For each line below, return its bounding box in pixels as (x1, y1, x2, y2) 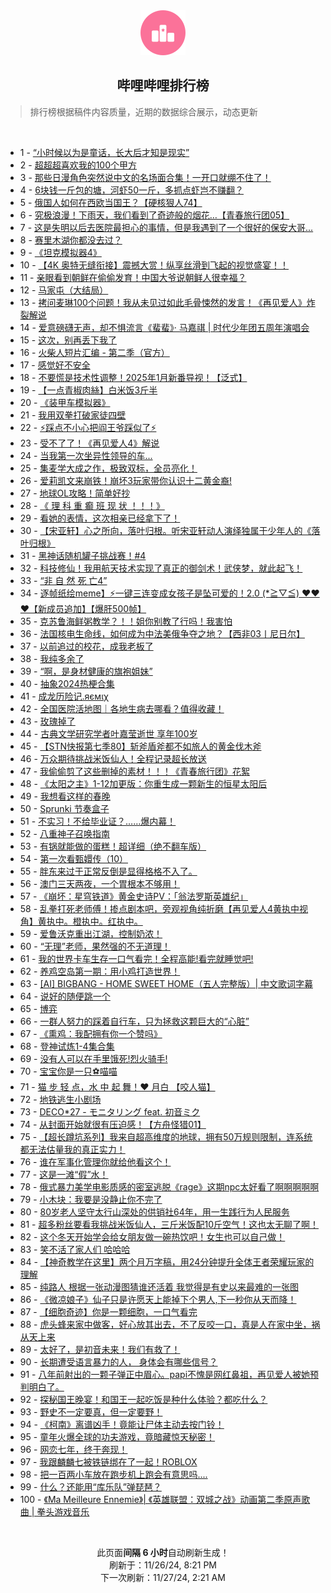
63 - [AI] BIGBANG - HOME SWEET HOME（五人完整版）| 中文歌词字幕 (19, 977, 313, 989)
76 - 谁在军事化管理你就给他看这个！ (19, 1155, 172, 1168)
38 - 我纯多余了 (19, 652, 85, 664)
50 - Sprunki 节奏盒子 (19, 802, 110, 814)
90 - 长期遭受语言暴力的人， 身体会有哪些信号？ (19, 1355, 218, 1368)
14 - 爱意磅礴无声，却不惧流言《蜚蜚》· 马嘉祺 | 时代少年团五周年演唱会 (19, 321, 310, 333)
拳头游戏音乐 (36, 1505, 90, 1518)
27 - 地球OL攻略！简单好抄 (19, 487, 131, 499)
